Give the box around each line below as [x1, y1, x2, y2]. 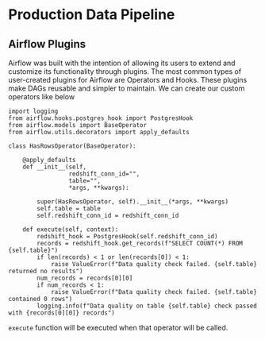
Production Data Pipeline [8, 6, 175, 24]
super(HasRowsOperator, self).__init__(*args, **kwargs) [36, 198, 229, 206]
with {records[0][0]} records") [8, 309, 115, 317]
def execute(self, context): [22, 226, 119, 234]
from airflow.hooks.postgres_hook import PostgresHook [8, 114, 194, 122]
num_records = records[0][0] [36, 274, 133, 282]
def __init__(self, [22, 163, 87, 171]
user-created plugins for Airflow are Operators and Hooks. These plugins [8, 75, 248, 84]
